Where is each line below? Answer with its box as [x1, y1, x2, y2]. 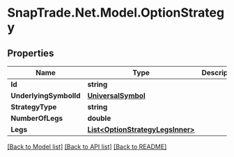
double [87, 113, 111, 123]
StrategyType [10, 102, 57, 112]
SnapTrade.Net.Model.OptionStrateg [7, 5, 225, 21]
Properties [7, 47, 54, 59]
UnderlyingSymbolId [10, 91, 81, 100]
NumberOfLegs [10, 113, 63, 123]
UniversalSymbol [87, 91, 146, 100]
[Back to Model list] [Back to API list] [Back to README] [7, 142, 167, 151]
